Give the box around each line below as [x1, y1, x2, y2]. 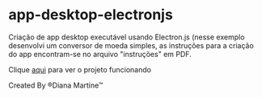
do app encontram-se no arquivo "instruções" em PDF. [8, 49, 192, 59]
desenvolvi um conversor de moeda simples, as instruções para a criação [8, 40, 255, 50]
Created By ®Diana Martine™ [8, 80, 104, 90]
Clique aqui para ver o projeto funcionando [8, 64, 152, 74]
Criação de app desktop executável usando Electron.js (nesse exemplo [8, 32, 245, 42]
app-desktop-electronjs [8, 6, 174, 24]
